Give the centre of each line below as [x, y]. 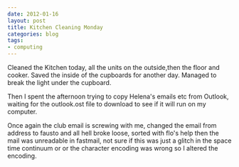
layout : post [27, 21]
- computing [25, 47]
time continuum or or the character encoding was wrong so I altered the [113, 148]
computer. [22, 112]
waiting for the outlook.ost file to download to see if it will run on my [107, 104]
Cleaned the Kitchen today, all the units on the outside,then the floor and [114, 67]
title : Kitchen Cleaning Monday [55, 27]
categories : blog [33, 34]
